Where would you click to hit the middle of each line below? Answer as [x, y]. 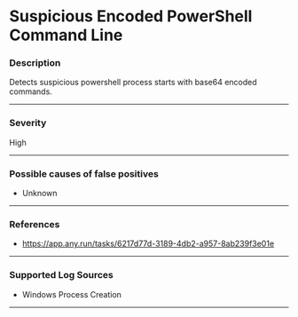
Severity [28, 123]
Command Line [66, 35]
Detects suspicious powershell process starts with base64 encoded [133, 83]
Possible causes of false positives [84, 173]
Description [35, 63]
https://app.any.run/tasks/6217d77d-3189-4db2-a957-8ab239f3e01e [148, 244]
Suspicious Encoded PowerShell [131, 16]
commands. [31, 91]
